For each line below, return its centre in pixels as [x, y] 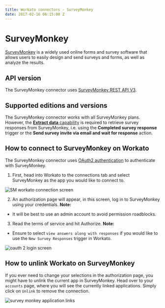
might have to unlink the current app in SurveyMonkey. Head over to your [79, 280]
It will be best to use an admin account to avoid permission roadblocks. [84, 214]
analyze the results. [25, 62]
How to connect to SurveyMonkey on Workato [77, 148]
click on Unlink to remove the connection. [47, 291]
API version [23, 78]
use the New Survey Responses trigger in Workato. [62, 238]
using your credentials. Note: [42, 204]
